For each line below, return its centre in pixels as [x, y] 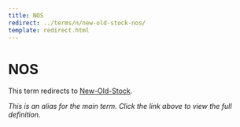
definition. [24, 114]
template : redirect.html [49, 30]
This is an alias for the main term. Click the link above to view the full [120, 106]
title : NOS [26, 15]
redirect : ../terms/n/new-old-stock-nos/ [77, 23]
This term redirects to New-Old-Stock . [70, 91]
